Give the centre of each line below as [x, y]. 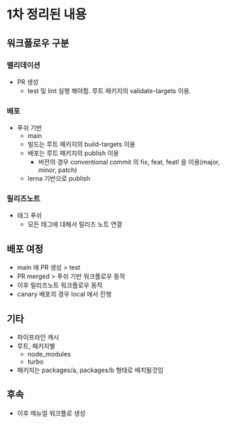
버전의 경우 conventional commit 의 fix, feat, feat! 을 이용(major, [129, 162]
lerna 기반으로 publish [59, 179]
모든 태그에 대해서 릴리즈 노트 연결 [75, 224]
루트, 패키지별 [36, 346]
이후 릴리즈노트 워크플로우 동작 [60, 285]
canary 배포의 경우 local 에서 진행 [64, 294]
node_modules [49, 354]
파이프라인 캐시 [38, 337]
